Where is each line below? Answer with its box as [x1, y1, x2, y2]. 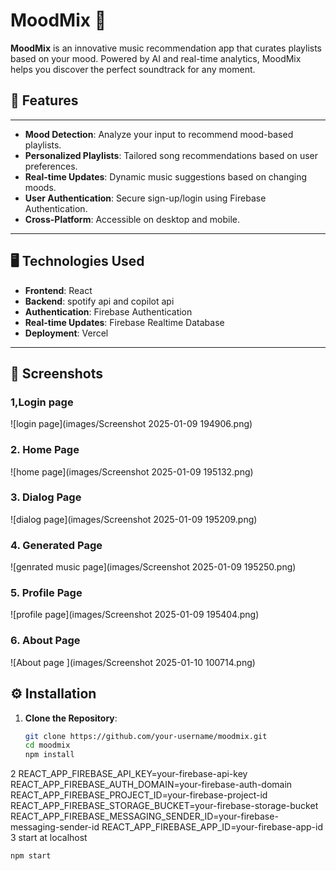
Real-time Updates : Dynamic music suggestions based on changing [24, 170, 308, 183]
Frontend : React [24, 284, 93, 296]
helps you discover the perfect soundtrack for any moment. [10, 63, 256, 75]
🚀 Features [10, 92, 79, 109]
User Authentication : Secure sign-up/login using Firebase [24, 192, 267, 204]
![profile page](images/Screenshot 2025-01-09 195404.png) [10, 609, 260, 621]
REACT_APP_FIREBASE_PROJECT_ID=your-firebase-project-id [10, 789, 268, 801]
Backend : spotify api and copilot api [24, 295, 175, 307]
